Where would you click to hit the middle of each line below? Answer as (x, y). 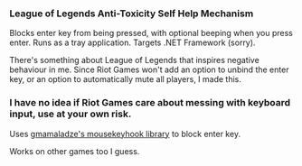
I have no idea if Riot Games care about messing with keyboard (150, 103)
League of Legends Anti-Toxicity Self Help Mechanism (132, 14)
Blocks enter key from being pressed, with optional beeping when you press (151, 33)
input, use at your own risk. (71, 114)
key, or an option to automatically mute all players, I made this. (126, 79)
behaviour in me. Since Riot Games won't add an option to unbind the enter (149, 69)
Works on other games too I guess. (75, 151)
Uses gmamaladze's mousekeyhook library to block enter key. (125, 134)
